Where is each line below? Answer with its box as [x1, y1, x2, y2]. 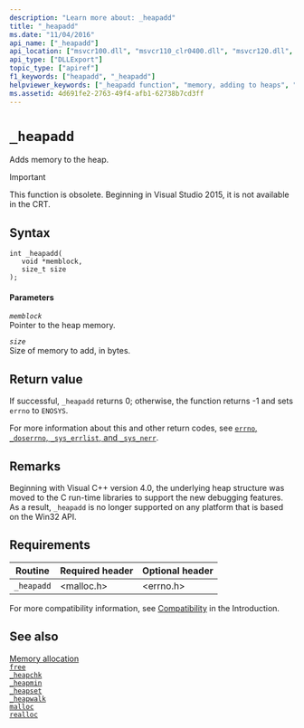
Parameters [9, 291, 54, 303]
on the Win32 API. [9, 512, 77, 523]
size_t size [21, 265, 67, 274]
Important [9, 172, 46, 183]
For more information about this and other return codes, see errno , [9, 422, 258, 434]
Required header [60, 564, 134, 577]
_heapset [9, 686, 43, 695]
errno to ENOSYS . [9, 405, 69, 416]
